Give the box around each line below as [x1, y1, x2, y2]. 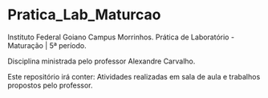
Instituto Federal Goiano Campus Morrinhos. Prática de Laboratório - [7, 32, 234, 42]
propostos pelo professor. [7, 80, 93, 90]
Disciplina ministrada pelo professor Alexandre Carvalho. [7, 56, 196, 66]
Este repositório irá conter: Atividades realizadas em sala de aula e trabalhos [7, 71, 261, 81]
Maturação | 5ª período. [7, 40, 87, 50]
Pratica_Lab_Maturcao [7, 6, 161, 24]
